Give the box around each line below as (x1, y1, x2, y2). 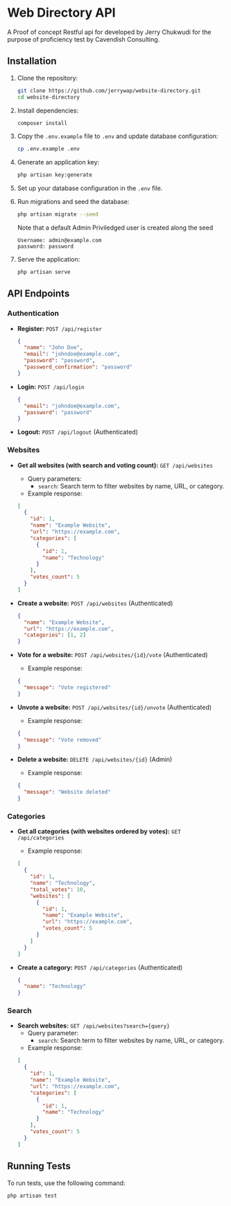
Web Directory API (7, 5, 116, 21)
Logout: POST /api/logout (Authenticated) (17, 428, 139, 436)
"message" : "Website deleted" (24, 789, 111, 796)
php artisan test (7, 1192, 58, 1199)
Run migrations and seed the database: (17, 198, 130, 206)
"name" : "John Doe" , (24, 344, 83, 351)
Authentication (7, 309, 59, 319)
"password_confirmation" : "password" (24, 364, 133, 371)
